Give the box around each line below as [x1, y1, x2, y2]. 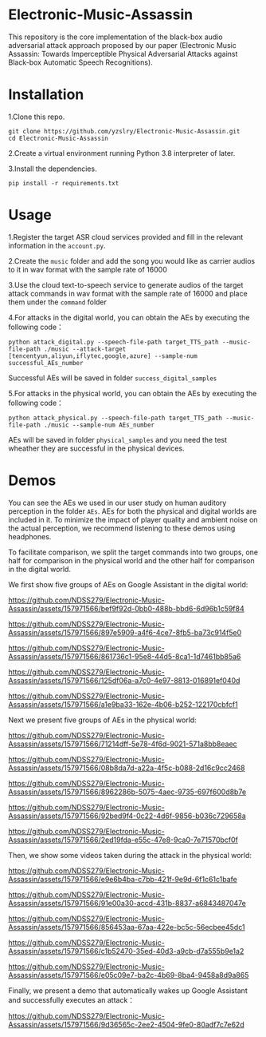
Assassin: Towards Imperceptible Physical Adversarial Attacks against [8, 49, 238, 58]
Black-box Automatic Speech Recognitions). [8, 58, 153, 67]
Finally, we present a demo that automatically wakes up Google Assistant [8, 985, 248, 995]
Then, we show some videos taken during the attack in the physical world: [8, 850, 252, 860]
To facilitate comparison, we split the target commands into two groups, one [8, 547, 259, 557]
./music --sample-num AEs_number [43, 421, 155, 429]
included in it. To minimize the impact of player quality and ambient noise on [8, 515, 258, 524]
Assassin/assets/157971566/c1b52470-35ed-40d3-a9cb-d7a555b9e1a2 [8, 946, 244, 956]
